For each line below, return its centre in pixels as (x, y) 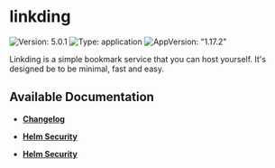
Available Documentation (82, 97)
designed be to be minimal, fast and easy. (87, 69)
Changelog (44, 118)
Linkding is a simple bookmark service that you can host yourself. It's (138, 59)
